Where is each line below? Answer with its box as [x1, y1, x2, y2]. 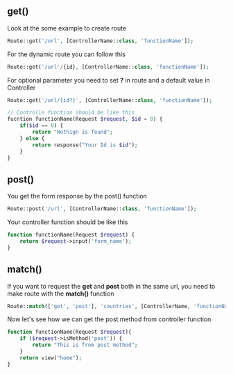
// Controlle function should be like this [7, 109, 135, 117]
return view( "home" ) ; [19, 354, 82, 362]
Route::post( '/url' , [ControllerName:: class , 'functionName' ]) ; [7, 205, 197, 212]
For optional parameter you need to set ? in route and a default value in [7, 76, 210, 84]
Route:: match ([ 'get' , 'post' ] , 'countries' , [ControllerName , [7, 303, 191, 309]
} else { [19, 135, 45, 142]
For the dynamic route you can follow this [7, 50, 126, 58]
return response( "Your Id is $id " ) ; [32, 142, 138, 148]
